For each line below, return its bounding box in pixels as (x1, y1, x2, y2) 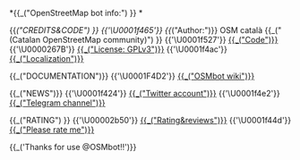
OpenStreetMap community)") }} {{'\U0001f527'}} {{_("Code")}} (42, 35, 279, 45)
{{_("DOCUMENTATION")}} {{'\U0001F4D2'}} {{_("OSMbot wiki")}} (9, 71, 255, 81)
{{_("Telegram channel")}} (9, 97, 106, 108)
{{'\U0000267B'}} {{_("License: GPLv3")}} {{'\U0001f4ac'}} (9, 44, 228, 55)
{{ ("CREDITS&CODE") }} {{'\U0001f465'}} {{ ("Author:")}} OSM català (9, 25, 263, 35)
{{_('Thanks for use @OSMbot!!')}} (9, 142, 137, 152)
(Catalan (9, 35, 41, 45)
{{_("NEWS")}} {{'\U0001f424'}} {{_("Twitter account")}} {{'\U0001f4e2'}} (9, 88, 280, 98)
